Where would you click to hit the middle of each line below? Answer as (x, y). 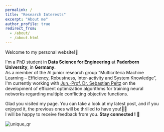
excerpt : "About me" (27, 19)
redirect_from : (21, 29)
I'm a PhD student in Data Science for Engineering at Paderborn (72, 62)
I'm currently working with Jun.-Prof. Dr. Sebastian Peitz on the (70, 83)
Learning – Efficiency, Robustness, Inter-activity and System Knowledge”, (81, 78)
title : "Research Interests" (36, 15)
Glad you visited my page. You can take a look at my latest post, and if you (82, 103)
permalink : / (19, 10)
